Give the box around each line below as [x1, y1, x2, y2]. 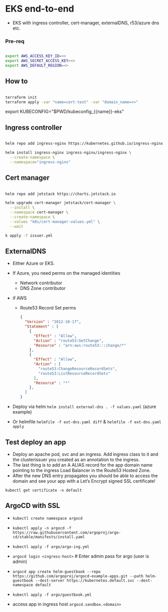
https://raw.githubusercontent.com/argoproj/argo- [12, 530, 121, 535]
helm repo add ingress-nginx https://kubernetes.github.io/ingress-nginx [5, 141, 163, 146]
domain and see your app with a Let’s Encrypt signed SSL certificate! [12, 478, 156, 484]
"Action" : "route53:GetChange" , [33, 338, 104, 343]
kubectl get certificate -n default [5, 488, 82, 493]
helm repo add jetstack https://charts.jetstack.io [5, 191, 116, 196]
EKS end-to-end [5, 3, 74, 15]
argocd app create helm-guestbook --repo [12, 569, 101, 574]
